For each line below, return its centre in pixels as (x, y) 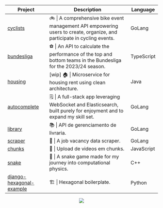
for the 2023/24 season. (77, 66)
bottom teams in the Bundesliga (85, 60)
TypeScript (143, 56)
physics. (59, 169)
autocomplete (23, 106)
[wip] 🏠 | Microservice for (80, 75)
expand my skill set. (72, 117)
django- (17, 177)
